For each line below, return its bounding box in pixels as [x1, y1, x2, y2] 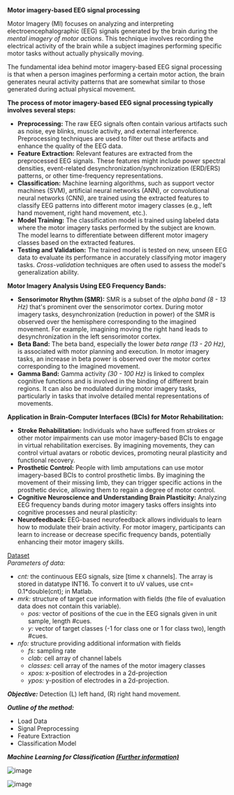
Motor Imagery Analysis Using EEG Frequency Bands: [7, 282, 166, 289]
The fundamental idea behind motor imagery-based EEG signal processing [7, 63, 222, 71]
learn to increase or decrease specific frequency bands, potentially [17, 531, 211, 538]
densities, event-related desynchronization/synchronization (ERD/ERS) [17, 164, 221, 172]
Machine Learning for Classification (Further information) [7, 753, 180, 761]
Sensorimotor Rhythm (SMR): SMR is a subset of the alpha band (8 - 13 [17, 295, 226, 303]
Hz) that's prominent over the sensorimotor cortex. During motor [17, 303, 204, 310]
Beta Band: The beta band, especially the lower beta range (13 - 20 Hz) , [17, 340, 226, 348]
